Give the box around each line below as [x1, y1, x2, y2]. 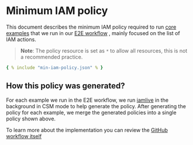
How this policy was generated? [6, 81, 125, 91]
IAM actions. [6, 36, 36, 43]
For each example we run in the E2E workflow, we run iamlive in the [6, 96, 168, 103]
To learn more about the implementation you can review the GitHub [6, 126, 168, 133]
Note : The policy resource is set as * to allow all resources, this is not [20, 47, 188, 54]
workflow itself [6, 133, 42, 140]
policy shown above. [6, 115, 56, 122]
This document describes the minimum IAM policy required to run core [6, 23, 177, 30]
